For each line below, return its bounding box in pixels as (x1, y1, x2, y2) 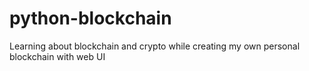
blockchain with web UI (9, 50, 106, 62)
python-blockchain (9, 7, 172, 30)
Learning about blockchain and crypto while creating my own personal (9, 40, 301, 52)
